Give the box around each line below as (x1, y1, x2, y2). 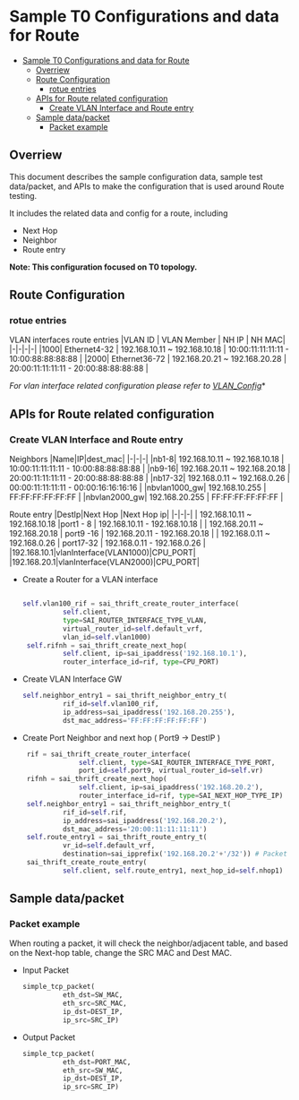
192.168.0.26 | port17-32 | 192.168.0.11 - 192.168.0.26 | (9, 537, 206, 548)
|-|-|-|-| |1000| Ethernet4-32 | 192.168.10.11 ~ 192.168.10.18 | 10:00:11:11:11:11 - (9, 344, 289, 355)
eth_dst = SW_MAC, (62, 991, 124, 1000)
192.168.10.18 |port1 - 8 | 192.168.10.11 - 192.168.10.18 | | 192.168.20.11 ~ (9, 519, 264, 529)
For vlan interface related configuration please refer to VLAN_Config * (9, 381, 266, 391)
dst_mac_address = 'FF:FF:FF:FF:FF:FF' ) (62, 716, 208, 725)
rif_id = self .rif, (62, 808, 127, 817)
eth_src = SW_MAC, (62, 1066, 124, 1075)
